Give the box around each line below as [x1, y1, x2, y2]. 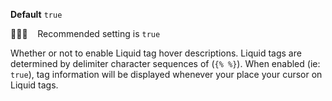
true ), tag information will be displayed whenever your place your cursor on [10, 69, 323, 80]
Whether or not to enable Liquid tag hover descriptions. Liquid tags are [10, 47, 302, 59]
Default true [10, 9, 63, 20]
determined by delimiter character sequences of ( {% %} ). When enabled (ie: [10, 58, 321, 69]
